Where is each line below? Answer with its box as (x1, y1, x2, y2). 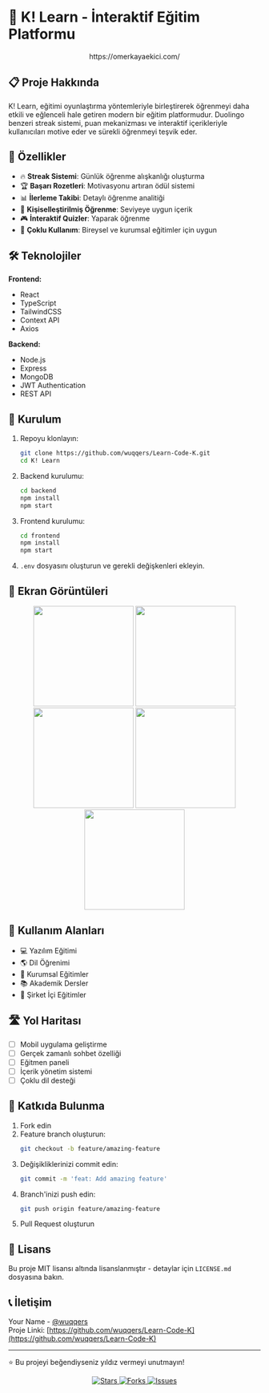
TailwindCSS (19, 307, 62, 317)
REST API (19, 389, 52, 399)
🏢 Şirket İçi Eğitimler (19, 990, 86, 999)
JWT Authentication (19, 381, 86, 391)
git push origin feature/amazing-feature (19, 1205, 160, 1213)
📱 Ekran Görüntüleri (8, 584, 108, 597)
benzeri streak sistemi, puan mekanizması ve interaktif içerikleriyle (8, 118, 228, 128)
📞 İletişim (8, 1295, 52, 1309)
